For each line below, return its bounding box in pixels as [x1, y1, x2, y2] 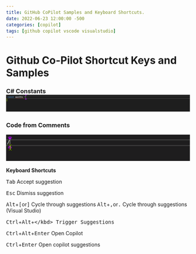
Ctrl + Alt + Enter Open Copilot [6, 229, 83, 236]
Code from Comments [6, 121, 70, 129]
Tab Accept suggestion [6, 178, 62, 185]
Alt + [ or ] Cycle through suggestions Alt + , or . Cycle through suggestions [6, 201, 188, 208]
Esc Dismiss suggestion [6, 189, 64, 196]
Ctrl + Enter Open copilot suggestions [6, 241, 100, 248]
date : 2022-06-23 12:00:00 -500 [6, 15, 85, 22]
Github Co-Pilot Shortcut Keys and [6, 54, 177, 67]
